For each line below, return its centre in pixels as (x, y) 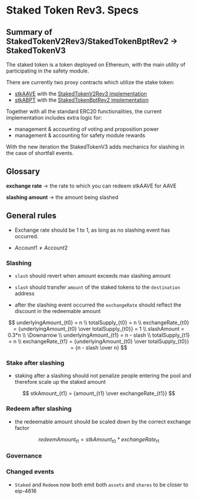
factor (22, 427)
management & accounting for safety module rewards (80, 135)
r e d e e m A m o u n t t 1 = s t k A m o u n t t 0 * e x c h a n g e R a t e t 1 (99, 440)
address (24, 293)
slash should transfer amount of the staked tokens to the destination (97, 287)
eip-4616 (26, 491)
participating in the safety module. (48, 71)
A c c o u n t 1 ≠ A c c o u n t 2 (41, 248)
